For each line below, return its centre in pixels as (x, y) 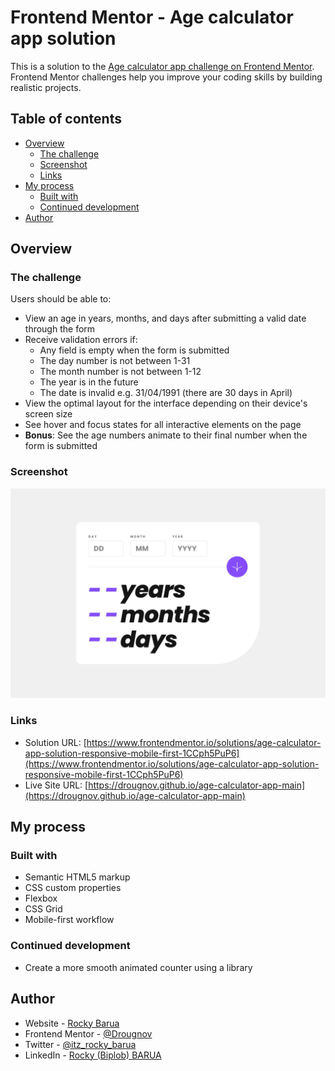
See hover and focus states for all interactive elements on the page (163, 425)
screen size (48, 414)
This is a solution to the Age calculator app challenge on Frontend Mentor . (162, 66)
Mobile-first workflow (69, 920)
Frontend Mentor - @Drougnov (88, 1033)
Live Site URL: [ (56, 785)
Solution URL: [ (55, 742)
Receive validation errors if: (81, 340)
